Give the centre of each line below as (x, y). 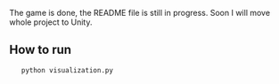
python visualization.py (67, 70)
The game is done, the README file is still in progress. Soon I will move (139, 13)
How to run (41, 50)
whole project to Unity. (51, 22)
